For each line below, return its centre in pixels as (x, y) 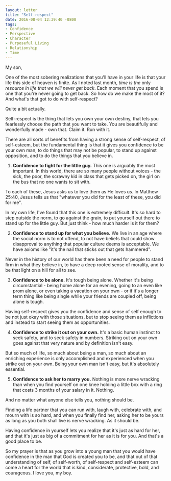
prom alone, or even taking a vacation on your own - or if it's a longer (86, 291)
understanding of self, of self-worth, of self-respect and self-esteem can (82, 462)
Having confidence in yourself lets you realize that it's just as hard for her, (83, 430)
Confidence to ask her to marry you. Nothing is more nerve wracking (86, 379)
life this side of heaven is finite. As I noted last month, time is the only (78, 83)
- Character (18, 39)
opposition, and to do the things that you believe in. (59, 156)
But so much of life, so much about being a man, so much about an (76, 353)
